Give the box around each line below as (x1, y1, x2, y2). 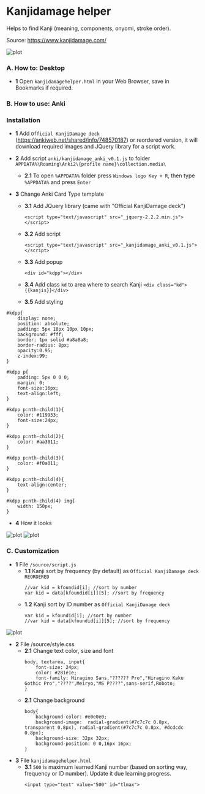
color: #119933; (17, 412, 59, 418)
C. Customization (6, 547, 59, 555)
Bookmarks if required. (15, 84, 73, 91)
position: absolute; (17, 321, 70, 327)
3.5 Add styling (24, 298, 64, 306)
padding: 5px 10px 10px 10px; (17, 326, 95, 333)
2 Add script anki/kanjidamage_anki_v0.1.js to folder (15, 155, 151, 162)
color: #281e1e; (35, 669, 77, 676)
